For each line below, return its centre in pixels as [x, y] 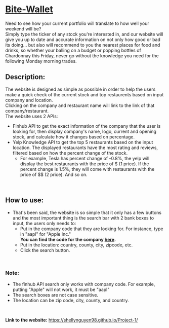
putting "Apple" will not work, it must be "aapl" [61, 289]
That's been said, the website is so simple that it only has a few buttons [87, 212]
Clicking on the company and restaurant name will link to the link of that [80, 105]
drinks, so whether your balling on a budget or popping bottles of [73, 50]
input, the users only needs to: [44, 223]
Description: [25, 77]
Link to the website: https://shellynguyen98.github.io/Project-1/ [72, 320]
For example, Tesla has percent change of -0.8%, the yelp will [85, 158]
